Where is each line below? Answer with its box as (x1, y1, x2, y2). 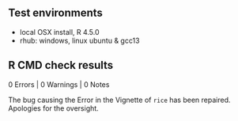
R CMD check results (8, 59, 114, 72)
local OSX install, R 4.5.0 (19, 27, 100, 36)
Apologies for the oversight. (8, 103, 99, 113)
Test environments (8, 6, 103, 20)
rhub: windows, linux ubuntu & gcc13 (19, 36, 140, 45)
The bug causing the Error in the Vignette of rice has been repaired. (8, 95, 231, 104)
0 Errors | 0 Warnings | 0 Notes (8, 79, 110, 89)
